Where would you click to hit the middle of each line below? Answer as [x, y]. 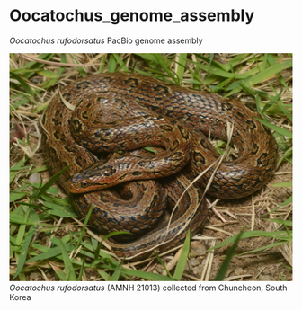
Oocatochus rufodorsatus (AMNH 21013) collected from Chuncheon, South [148, 288]
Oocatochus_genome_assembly [132, 16]
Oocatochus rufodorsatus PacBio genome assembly [107, 40]
